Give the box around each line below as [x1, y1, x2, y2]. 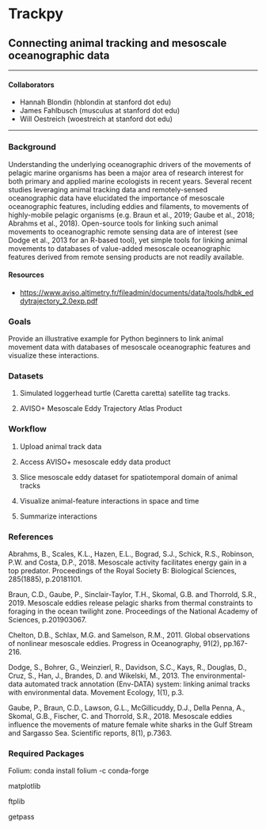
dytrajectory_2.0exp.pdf [19, 296, 98, 306]
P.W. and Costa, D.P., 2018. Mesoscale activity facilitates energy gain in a [8, 557, 247, 567]
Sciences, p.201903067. [8, 614, 87, 624]
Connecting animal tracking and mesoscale [8, 36, 227, 50]
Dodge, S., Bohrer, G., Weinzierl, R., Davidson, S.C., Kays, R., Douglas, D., [8, 662, 247, 671]
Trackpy [8, 5, 64, 23]
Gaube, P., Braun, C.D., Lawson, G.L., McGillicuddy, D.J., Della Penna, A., [8, 702, 245, 713]
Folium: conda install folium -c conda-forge [8, 766, 150, 776]
